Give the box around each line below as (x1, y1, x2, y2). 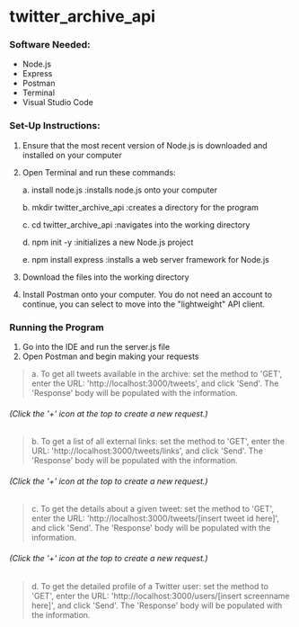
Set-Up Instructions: (9, 120, 101, 132)
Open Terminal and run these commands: (22, 166, 177, 177)
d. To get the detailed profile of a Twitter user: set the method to (31, 580, 269, 591)
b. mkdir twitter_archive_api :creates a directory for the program (22, 202, 259, 212)
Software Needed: (9, 39, 91, 51)
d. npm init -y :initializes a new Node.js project (22, 237, 194, 247)
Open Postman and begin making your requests (22, 351, 199, 362)
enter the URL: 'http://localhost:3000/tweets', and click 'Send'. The (31, 378, 279, 389)
